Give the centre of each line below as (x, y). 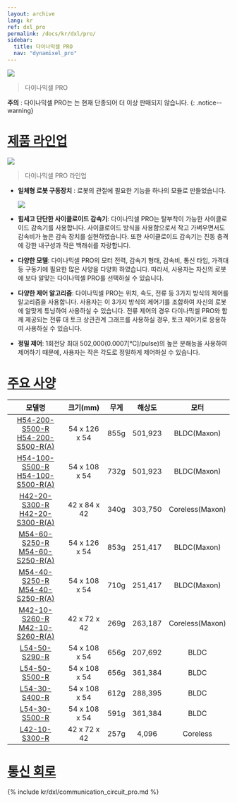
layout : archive (31, 14)
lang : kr (20, 20)
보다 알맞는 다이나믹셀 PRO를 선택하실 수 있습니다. (95, 278)
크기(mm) (84, 407)
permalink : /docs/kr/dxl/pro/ (52, 34)
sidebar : (20, 40)
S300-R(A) (36, 522)
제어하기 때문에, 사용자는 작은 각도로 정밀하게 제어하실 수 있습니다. (109, 352)
